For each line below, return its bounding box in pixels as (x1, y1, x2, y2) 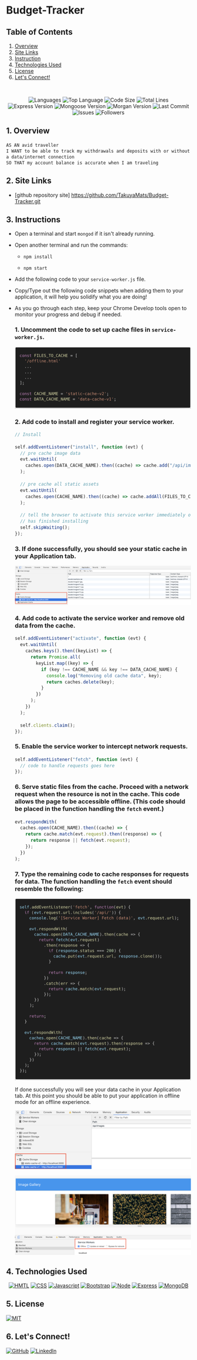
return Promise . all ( (30, 654, 81, 660)
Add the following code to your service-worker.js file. (14, 276, 146, 283)
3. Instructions (6, 215, 60, 225)
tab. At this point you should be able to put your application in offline (14, 1092, 180, 1099)
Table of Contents (6, 27, 73, 37)
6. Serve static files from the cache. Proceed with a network (14, 783, 189, 791)
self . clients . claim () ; (20, 722, 76, 728)
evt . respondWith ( (14, 819, 57, 825)
